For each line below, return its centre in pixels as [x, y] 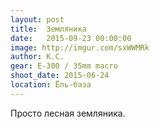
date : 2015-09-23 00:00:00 [71, 38]
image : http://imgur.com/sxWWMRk [80, 47]
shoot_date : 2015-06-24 [60, 76]
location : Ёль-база [51, 85]
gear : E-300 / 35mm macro [64, 66]
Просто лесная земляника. [68, 113]
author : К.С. [37, 57]
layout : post [37, 19]
